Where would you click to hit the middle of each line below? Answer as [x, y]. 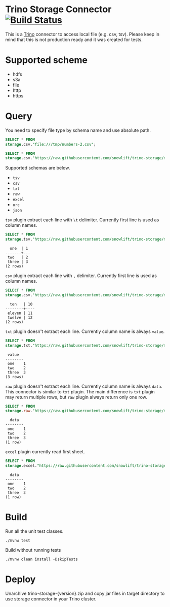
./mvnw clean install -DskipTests [42, 559]
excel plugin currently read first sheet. [45, 452]
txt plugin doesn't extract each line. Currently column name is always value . [85, 331]
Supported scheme [46, 60]
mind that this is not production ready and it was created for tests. [74, 40]
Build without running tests [33, 550]
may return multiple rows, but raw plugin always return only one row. [76, 397]
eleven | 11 [20, 313]
